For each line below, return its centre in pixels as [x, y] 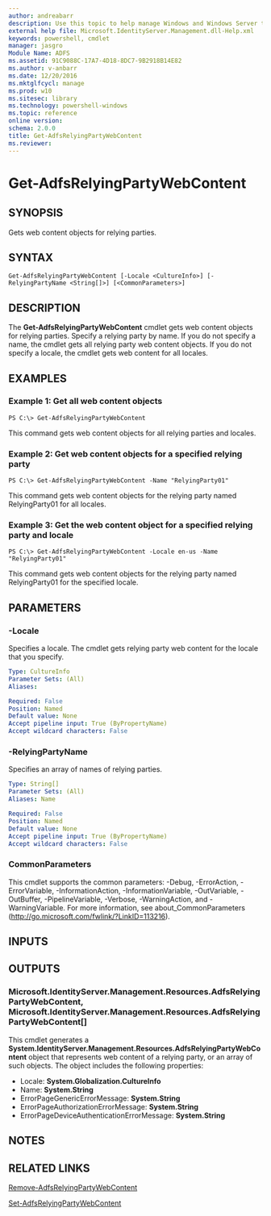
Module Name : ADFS [39, 53]
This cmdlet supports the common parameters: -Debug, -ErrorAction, [124, 882]
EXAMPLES [38, 379]
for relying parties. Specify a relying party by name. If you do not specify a [132, 336]
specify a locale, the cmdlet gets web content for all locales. [108, 353]
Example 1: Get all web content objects [85, 402]
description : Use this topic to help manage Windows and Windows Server [133, 23]
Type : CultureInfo [39, 672]
